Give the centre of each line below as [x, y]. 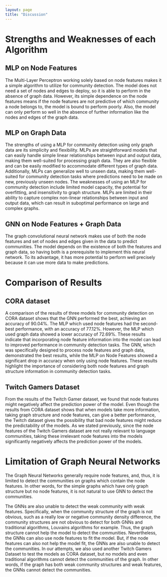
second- [149, 324]
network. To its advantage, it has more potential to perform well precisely [80, 257]
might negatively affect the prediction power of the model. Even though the [82, 404]
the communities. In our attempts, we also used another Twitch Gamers [79, 549]
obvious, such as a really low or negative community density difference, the [83, 517]
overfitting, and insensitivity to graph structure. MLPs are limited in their [79, 192]
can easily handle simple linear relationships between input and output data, [83, 156]
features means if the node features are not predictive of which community [82, 101]
